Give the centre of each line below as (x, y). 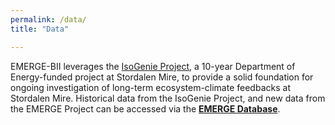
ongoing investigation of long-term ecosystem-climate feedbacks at (150, 87)
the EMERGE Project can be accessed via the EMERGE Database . (145, 108)
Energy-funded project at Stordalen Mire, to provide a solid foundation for (162, 77)
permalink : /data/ (48, 19)
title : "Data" (40, 29)
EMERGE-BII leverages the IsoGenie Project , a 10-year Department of (153, 66)
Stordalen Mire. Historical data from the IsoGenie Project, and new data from (168, 98)
